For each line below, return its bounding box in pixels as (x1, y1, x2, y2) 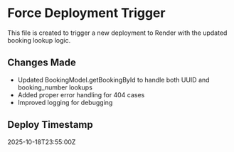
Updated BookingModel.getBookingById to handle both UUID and (17, 75, 210, 84)
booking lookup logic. (7, 36, 71, 44)
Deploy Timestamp (7, 119, 94, 131)
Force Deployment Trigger (7, 5, 166, 21)
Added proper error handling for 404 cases (17, 90, 145, 99)
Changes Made (7, 57, 76, 69)
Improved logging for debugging (17, 98, 113, 107)
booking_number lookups (17, 83, 92, 92)
